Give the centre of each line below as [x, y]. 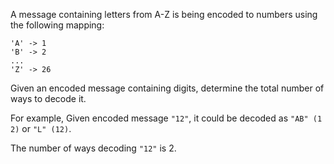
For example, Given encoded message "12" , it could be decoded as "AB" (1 [166, 118]
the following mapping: [57, 25]
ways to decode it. [48, 98]
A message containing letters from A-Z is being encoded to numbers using [164, 14]
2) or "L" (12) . [41, 128]
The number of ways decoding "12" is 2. [93, 148]
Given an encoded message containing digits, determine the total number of [167, 88]
